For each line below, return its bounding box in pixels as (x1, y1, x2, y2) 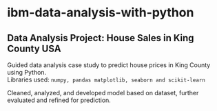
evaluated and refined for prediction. (7, 96, 112, 104)
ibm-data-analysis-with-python (7, 5, 194, 21)
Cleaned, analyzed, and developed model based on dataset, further (7, 89, 199, 97)
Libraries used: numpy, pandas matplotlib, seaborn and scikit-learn (7, 75, 205, 84)
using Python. (7, 69, 47, 76)
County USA (7, 42, 61, 54)
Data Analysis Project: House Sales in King (7, 32, 194, 44)
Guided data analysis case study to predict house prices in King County (7, 61, 211, 69)
